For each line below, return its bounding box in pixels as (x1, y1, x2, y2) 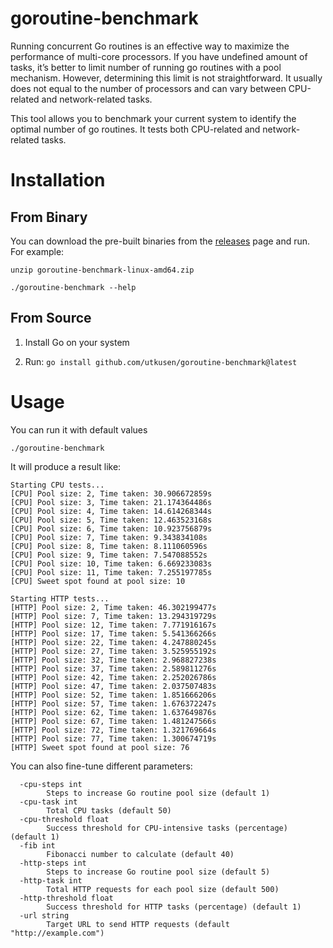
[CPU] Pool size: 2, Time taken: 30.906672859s (10, 488, 213, 499)
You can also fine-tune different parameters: (10, 760, 193, 772)
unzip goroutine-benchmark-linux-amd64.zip (10, 265, 195, 275)
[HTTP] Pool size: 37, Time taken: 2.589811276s (10, 663, 217, 674)
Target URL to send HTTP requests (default (46, 919, 230, 929)
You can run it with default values (10, 423, 148, 436)
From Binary (10, 208, 88, 226)
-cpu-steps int (19, 779, 83, 789)
